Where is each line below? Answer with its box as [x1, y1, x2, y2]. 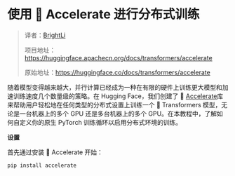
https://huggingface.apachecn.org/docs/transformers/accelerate [24, 53, 213, 62]
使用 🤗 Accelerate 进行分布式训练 [7, 6, 200, 22]
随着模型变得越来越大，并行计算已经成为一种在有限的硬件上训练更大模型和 [7, 83, 222, 91]
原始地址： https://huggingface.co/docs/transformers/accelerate [24, 68, 210, 76]
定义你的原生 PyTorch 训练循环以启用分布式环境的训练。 [19, 118, 182, 126]
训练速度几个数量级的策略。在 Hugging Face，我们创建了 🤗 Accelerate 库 [13, 92, 224, 100]
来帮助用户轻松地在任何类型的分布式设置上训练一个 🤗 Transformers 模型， [7, 100, 222, 109]
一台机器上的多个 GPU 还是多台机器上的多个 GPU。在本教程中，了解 [19, 109, 217, 118]
